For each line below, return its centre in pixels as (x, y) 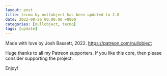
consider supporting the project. (39, 58)
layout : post (19, 10)
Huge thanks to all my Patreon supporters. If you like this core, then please (83, 53)
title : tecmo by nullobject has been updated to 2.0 (62, 15)
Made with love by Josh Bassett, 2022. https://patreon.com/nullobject (79, 43)
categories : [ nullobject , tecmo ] (41, 24)
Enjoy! (12, 68)
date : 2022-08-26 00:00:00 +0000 (41, 19)
